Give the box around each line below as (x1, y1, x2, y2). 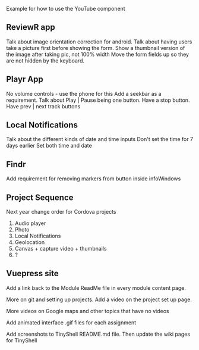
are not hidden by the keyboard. (6, 57, 85, 64)
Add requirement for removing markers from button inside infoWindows (6, 175, 181, 182)
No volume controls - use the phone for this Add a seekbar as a (6, 90, 162, 97)
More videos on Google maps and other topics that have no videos (6, 307, 169, 314)
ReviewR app (6, 22, 55, 32)
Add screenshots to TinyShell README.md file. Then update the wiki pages (6, 330, 191, 337)
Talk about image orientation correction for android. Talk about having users (6, 38, 192, 45)
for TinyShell (6, 336, 37, 344)
